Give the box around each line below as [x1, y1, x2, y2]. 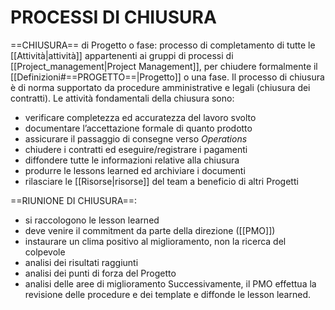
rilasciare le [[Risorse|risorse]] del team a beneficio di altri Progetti [24, 175, 299, 187]
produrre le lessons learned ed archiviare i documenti [24, 164, 246, 176]
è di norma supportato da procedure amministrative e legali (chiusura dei [10, 81, 311, 93]
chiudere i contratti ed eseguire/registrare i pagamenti [24, 143, 248, 155]
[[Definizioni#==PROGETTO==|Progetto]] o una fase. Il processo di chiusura [10, 71, 325, 83]
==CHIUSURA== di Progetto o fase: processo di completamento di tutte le [10, 39, 316, 51]
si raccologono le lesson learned [24, 214, 160, 226]
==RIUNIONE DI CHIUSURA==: [10, 194, 138, 206]
